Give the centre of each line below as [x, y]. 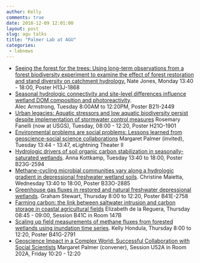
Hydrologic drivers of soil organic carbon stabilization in [84, 151]
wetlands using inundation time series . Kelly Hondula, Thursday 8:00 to [103, 228]
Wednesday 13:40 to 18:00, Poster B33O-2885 [72, 183]
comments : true [25, 17]
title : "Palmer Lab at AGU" [41, 40]
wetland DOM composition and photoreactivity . [73, 100]
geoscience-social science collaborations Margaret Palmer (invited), [99, 138]
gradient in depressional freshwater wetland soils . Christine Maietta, [99, 177]
